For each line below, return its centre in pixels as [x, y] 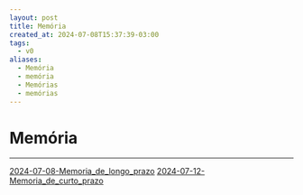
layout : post [34, 18]
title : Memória [38, 26]
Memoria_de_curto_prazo [56, 181]
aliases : [26, 60]
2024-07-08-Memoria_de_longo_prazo [82, 172]
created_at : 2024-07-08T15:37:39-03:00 [84, 34]
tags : [19, 43]
